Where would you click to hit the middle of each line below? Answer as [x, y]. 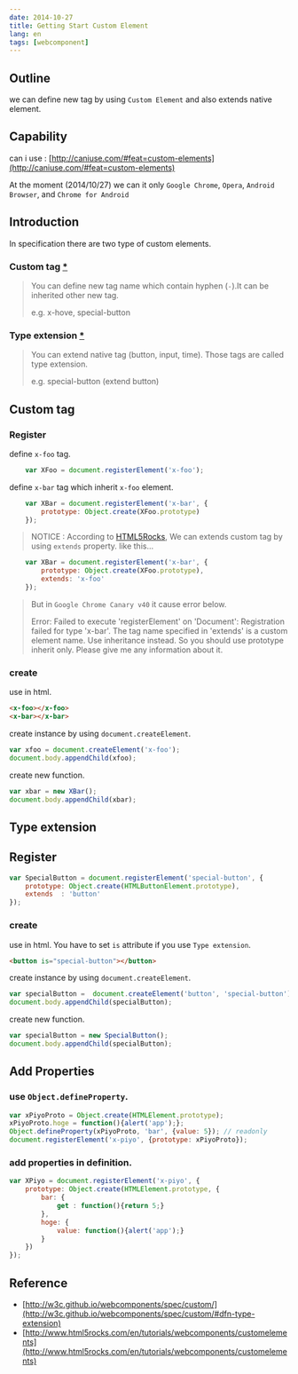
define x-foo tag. [40, 454]
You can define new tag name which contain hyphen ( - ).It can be [149, 286]
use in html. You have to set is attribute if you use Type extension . [130, 944]
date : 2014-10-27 [41, 17]
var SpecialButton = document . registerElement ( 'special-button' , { [137, 878]
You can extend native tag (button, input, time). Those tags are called [157, 355]
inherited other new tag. [75, 295]
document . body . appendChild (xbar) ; [73, 800]
